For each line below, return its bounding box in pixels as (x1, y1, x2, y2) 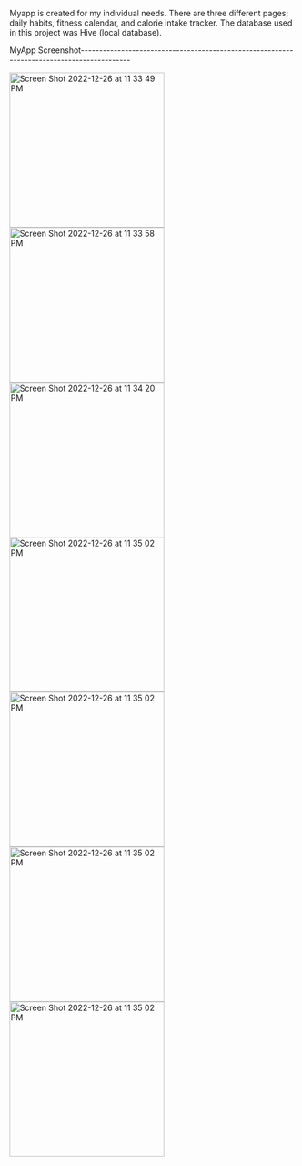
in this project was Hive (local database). (9, 27, 162, 37)
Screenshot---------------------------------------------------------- (37, 45, 294, 56)
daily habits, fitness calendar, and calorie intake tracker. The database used (9, 17, 293, 28)
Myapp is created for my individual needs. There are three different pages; (9, 8, 289, 18)
